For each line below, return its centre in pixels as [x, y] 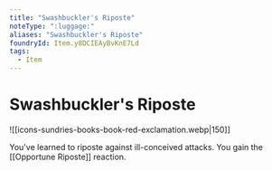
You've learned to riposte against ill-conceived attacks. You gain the [136, 147]
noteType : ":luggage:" [52, 26]
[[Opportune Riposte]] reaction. [68, 157]
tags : [19, 52]
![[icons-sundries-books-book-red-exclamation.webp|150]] [120, 129]
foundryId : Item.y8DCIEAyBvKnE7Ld [75, 43]
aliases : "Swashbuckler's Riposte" [76, 34]
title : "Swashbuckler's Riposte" [72, 18]
